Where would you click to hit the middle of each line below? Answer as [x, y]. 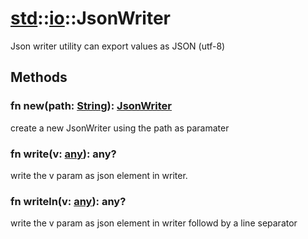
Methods [39, 77]
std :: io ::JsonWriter [90, 18]
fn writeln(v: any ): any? [68, 201]
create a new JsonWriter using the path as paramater [120, 128]
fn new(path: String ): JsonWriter [91, 106]
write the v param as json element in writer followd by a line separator [154, 223]
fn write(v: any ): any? [63, 154]
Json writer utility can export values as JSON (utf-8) [118, 46]
